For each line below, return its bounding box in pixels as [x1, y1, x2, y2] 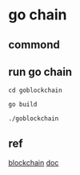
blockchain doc [8, 158, 59, 168]
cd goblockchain [8, 86, 62, 94]
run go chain [8, 65, 73, 78]
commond [8, 38, 60, 52]
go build [8, 101, 38, 109]
